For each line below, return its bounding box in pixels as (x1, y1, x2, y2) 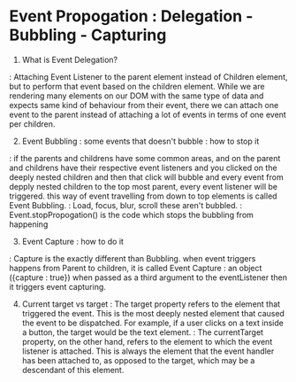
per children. (9, 118, 56, 129)
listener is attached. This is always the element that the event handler (21, 346, 275, 356)
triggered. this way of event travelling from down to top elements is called (9, 191, 277, 201)
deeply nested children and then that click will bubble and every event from (9, 171, 285, 183)
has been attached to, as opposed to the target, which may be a (21, 355, 255, 365)
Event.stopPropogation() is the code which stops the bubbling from (9, 209, 254, 220)
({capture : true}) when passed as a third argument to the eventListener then (9, 272, 287, 283)
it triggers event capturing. (9, 281, 106, 292)
